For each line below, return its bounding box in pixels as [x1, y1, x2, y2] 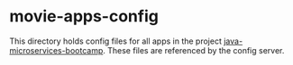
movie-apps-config [9, 6, 160, 27]
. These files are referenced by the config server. [103, 45, 285, 55]
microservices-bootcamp [9, 45, 104, 55]
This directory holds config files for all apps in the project [9, 36, 223, 46]
